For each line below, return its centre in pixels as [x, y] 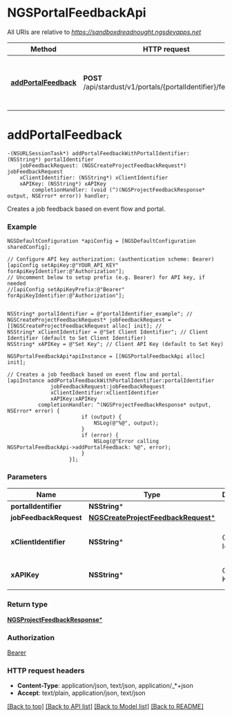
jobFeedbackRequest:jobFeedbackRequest [108, 387]
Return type [28, 605]
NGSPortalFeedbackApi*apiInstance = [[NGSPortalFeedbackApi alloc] [106, 356]
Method [44, 49]
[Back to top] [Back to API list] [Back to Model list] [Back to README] [105, 707]
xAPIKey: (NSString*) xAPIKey [63, 184]
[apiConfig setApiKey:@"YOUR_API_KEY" [63, 266]
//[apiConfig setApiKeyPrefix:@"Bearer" [66, 290]
